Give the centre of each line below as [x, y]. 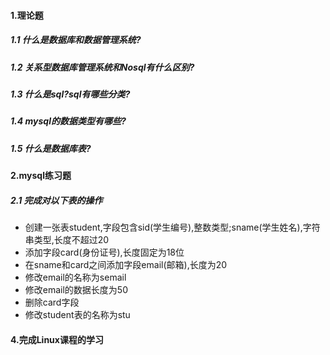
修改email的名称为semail [75, 277]
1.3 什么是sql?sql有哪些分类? [70, 94]
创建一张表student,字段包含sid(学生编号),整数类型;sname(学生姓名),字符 [172, 227]
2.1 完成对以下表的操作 [56, 200]
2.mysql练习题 [41, 176]
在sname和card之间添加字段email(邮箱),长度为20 [126, 265]
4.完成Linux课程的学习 [57, 339]
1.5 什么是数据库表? [51, 148]
